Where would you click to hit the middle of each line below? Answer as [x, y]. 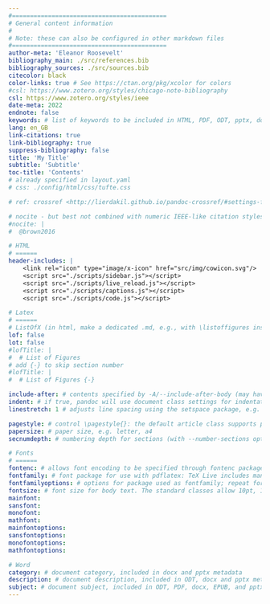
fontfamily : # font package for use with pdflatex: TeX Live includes [129, 475]
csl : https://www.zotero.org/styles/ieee [79, 98]
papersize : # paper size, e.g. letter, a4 [80, 431]
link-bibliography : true [50, 143]
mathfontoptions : [37, 550]
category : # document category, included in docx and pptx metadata [125, 572]
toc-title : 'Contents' [46, 173]
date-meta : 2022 [35, 105]
